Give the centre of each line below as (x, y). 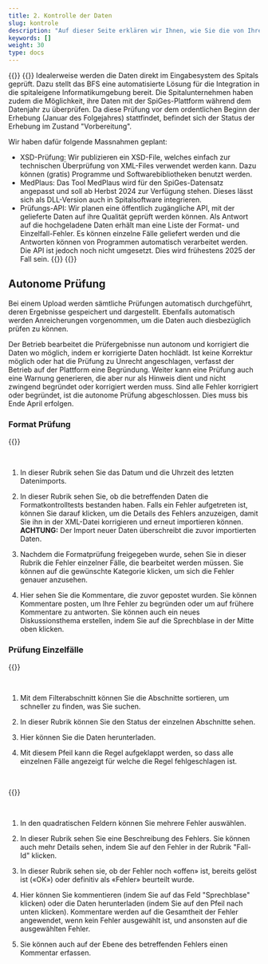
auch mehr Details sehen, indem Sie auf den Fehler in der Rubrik (126, 847)
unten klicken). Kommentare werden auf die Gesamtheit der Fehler (129, 912)
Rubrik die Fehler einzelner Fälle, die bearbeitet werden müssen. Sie (132, 563)
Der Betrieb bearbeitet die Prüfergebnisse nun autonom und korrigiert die (129, 344)
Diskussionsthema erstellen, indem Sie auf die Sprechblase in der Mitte (137, 621)
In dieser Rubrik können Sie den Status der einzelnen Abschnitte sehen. (138, 722)
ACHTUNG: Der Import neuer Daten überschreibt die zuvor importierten (138, 531)
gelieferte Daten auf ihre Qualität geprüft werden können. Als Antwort (134, 217)
